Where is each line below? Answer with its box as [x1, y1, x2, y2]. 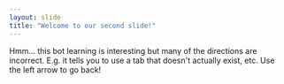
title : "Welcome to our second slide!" [9, 21, 157, 30]
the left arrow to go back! [9, 64, 102, 75]
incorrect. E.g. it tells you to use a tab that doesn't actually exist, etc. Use [9, 55, 275, 65]
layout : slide [9, 12, 62, 22]
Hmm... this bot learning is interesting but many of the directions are [9, 45, 257, 56]
